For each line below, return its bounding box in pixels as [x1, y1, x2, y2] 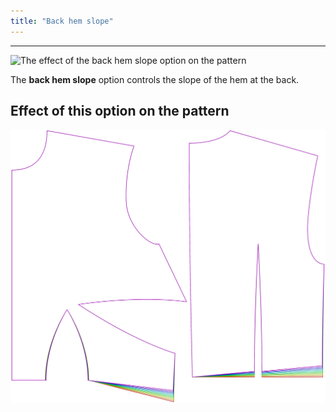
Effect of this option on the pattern [10, 103, 230, 120]
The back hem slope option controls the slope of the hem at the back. [10, 73, 300, 85]
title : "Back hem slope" [10, 16, 114, 26]
